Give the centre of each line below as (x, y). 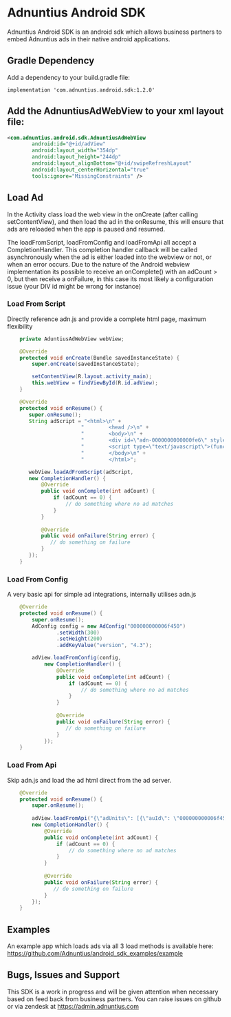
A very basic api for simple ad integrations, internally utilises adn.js (102, 595)
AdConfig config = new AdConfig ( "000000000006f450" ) (109, 626)
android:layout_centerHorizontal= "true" (90, 169)
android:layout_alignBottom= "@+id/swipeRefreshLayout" (112, 163)
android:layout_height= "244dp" (77, 157)
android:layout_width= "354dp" (75, 151)
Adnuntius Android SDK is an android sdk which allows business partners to (114, 32)
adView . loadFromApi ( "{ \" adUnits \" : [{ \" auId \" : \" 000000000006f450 (130, 819)
